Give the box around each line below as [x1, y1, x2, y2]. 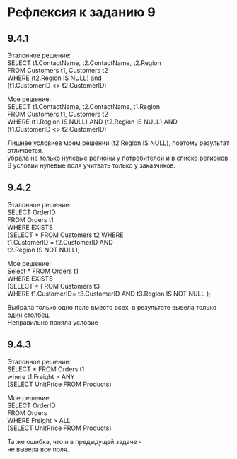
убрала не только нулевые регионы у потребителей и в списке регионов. [7, 153, 230, 162]
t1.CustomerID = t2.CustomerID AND [7, 238, 113, 246]
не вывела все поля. [7, 445, 69, 453]
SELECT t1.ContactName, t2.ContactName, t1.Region [7, 103, 161, 110]
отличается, [7, 146, 44, 154]
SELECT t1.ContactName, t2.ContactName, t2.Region [7, 59, 161, 67]
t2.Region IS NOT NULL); [7, 245, 80, 254]
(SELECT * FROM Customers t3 [7, 281, 100, 290]
